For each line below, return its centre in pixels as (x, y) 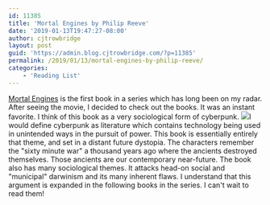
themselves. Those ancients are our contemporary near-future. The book (130, 159)
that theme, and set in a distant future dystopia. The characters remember (131, 142)
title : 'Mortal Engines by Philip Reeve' (79, 23)
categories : (28, 68)
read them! (27, 193)
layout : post (30, 46)
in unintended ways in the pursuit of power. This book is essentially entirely (133, 133)
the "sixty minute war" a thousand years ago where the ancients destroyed (133, 150)
